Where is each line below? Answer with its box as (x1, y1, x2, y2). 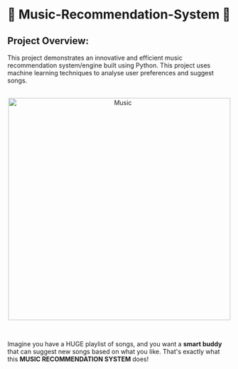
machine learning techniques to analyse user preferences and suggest (7, 69, 215, 77)
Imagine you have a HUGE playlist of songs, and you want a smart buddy (7, 340, 222, 348)
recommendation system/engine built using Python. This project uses (7, 61, 211, 70)
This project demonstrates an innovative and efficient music (7, 53, 183, 62)
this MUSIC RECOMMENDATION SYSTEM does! (7, 355, 149, 363)
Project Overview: (7, 35, 89, 47)
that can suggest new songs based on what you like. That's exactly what (7, 348, 220, 355)
